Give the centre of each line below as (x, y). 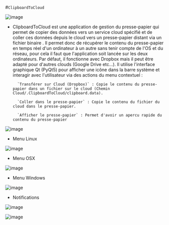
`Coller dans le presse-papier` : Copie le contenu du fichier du (89, 102)
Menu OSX (24, 158)
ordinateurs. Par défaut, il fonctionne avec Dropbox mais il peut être (83, 59)
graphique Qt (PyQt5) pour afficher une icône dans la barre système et (86, 70)
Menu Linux (25, 139)
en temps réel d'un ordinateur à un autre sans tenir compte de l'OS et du (88, 48)
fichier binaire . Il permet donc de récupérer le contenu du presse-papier (88, 43)
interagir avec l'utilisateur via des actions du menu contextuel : (77, 75)
